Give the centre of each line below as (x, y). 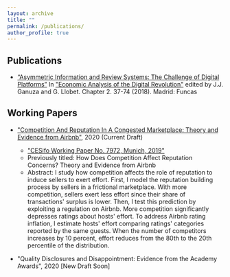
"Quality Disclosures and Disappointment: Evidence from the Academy (117, 258)
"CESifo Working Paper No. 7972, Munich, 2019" (96, 150)
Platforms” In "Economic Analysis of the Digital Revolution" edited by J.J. (120, 85)
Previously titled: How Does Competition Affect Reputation (110, 157)
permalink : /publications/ (46, 26)
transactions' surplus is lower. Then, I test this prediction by (112, 201)
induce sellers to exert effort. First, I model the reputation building (120, 179)
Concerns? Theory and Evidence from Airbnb (92, 165)
